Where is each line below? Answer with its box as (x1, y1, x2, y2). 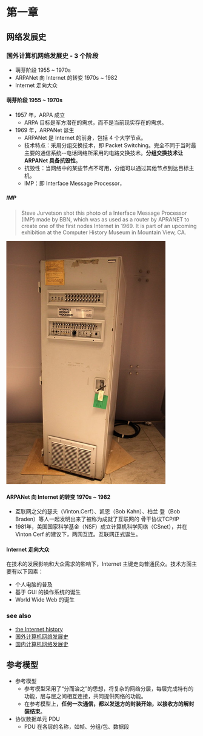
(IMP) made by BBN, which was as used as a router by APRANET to (21, 216, 190, 223)
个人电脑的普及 (15, 581, 53, 588)
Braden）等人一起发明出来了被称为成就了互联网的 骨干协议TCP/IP (15, 515, 180, 523)
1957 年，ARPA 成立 (15, 111, 65, 119)
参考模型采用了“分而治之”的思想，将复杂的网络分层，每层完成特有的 (24, 685, 194, 692)
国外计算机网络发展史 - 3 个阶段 (6, 51, 99, 60)
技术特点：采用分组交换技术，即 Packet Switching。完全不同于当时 (24, 142, 191, 149)
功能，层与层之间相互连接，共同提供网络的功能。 (24, 692, 147, 700)
